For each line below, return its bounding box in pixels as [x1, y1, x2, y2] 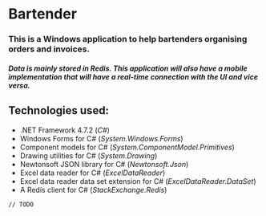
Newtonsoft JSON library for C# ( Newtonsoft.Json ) [19, 159, 189, 169]
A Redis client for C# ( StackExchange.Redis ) [19, 185, 167, 194]
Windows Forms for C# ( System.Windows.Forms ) [19, 133, 183, 143]
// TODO [8, 200, 34, 209]
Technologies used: [8, 104, 110, 117]
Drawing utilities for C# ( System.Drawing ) [19, 150, 158, 161]
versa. [8, 80, 30, 90]
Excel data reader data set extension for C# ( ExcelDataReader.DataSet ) [19, 176, 256, 185]
